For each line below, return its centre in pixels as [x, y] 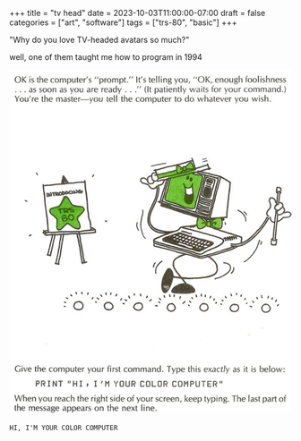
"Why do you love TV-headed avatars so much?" [99, 40]
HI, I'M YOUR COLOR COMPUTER [64, 428]
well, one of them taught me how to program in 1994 [106, 57]
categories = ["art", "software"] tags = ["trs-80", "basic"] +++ [123, 22]
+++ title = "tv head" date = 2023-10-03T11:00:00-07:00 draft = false [138, 13]
